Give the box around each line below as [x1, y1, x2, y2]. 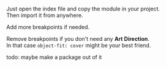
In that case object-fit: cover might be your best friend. [6, 42, 151, 49]
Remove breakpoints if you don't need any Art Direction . [6, 35, 150, 42]
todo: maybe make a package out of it [6, 54, 102, 60]
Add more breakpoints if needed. [6, 24, 90, 30]
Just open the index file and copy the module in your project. [6, 5, 160, 12]
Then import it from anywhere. [6, 12, 83, 19]
